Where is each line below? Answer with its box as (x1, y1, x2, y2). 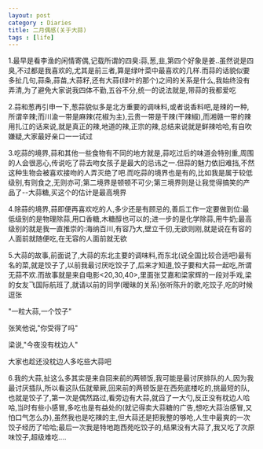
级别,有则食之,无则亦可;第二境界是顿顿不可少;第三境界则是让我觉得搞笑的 (8, 178, 243, 187)
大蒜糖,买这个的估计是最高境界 (27, 188, 127, 197)
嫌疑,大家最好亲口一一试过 (8, 131, 93, 142)
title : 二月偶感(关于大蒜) (8, 26, 87, 34)
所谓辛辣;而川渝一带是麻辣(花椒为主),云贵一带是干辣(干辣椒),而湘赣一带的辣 (8, 112, 251, 122)
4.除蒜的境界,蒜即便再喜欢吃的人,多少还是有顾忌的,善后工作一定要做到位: (8, 204, 243, 214)
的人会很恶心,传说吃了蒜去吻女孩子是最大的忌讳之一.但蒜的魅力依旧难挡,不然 (8, 158, 255, 167)
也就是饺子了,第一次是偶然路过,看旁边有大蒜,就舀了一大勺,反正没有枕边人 (8, 393, 243, 403)
